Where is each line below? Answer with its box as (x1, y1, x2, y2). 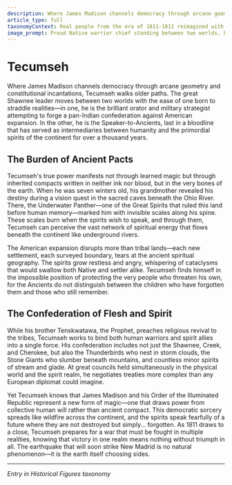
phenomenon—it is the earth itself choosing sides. (7, 450, 151, 458)
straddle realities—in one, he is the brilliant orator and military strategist (7, 104, 211, 113)
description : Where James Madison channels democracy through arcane (7, 10, 212, 17)
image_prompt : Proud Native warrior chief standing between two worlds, (7, 29, 221, 37)
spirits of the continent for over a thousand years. (7, 133, 148, 142)
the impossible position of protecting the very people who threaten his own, (7, 274, 223, 281)
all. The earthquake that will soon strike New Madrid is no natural (7, 442, 192, 450)
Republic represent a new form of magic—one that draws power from (7, 398, 205, 406)
